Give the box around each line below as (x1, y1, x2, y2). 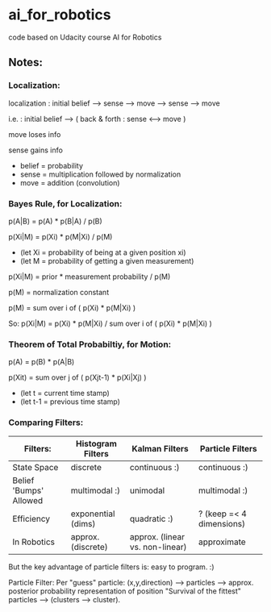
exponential (70, 508, 115, 519)
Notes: (8, 56, 43, 69)
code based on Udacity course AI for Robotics (8, 32, 162, 42)
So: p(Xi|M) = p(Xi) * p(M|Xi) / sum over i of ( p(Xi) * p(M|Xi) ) (8, 318, 212, 328)
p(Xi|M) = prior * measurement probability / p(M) (8, 272, 171, 281)
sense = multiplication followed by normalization (19, 169, 181, 179)
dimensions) (198, 518, 246, 529)
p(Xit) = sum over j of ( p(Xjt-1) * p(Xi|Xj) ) (8, 373, 147, 382)
